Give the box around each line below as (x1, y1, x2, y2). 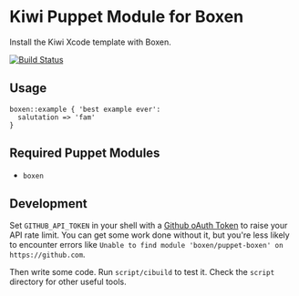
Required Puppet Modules (9, 146, 160, 161)
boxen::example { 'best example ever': (9, 105, 161, 114)
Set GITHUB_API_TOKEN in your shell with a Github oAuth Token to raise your (9, 220, 288, 231)
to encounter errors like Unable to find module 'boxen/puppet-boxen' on (9, 240, 284, 250)
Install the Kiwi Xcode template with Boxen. (9, 36, 171, 47)
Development (9, 196, 88, 211)
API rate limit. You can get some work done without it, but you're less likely (9, 230, 290, 240)
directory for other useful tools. (9, 276, 127, 288)
